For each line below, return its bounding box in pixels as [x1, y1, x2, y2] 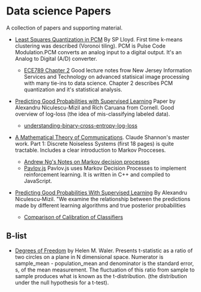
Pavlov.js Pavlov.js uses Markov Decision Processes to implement [23, 164, 187, 172]
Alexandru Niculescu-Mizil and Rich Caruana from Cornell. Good [14, 104, 175, 111]
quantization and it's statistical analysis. [23, 85, 122, 93]
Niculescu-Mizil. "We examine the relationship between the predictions [14, 195, 191, 202]
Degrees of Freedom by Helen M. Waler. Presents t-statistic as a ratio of [14, 247, 193, 254]
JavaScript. [23, 177, 52, 184]
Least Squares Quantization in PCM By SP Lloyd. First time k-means [14, 36, 183, 43]
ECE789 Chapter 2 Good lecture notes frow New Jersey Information [23, 66, 192, 73]
